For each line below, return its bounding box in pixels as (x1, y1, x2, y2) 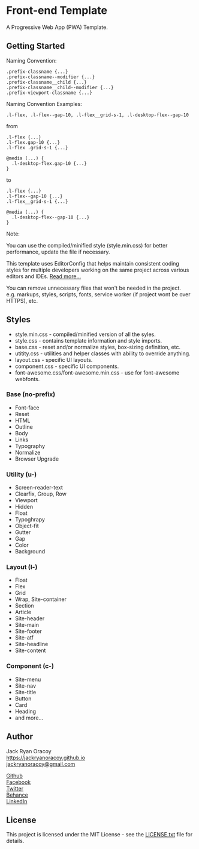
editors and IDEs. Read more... (6, 272, 82, 280)
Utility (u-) (6, 470, 37, 479)
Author (6, 732, 33, 742)
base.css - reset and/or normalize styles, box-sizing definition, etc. (14, 343, 181, 350)
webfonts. (14, 375, 40, 382)
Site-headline (14, 641, 49, 648)
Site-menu (14, 676, 41, 683)
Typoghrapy (14, 516, 45, 523)
